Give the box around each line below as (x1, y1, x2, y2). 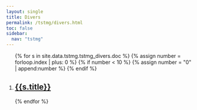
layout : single (6, 8, 44, 15)
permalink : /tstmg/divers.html (6, 20, 83, 25)
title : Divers (6, 14, 41, 20)
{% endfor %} (14, 98, 49, 105)
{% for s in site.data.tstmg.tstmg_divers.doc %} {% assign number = (14, 53, 181, 59)
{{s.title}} (14, 82, 51, 92)
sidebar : (6, 31, 28, 37)
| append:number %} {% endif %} (14, 65, 97, 72)
